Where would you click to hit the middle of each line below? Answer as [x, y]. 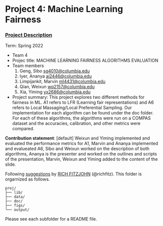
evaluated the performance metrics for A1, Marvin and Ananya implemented [82, 144]
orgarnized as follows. [27, 179]
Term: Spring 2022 [24, 46]
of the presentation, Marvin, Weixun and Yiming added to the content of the [81, 159]
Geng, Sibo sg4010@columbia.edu [54, 71]
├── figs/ [15, 206]
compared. [23, 129]
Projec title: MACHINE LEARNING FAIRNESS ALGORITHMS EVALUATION [85, 61]
